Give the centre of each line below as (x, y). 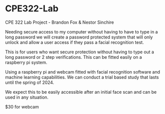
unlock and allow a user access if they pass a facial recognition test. (75, 42)
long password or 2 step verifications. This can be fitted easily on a (74, 57)
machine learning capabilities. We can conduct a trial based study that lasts (82, 77)
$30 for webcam (22, 107)
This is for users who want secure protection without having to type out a (80, 52)
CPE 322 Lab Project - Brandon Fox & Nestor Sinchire (60, 22)
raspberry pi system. (26, 62)
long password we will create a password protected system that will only (79, 37)
